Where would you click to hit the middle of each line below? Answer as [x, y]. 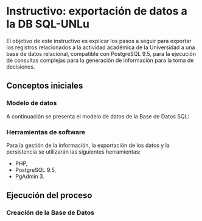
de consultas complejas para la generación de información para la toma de [100, 60]
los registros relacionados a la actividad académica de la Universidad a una [101, 47]
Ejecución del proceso [49, 195]
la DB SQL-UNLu [48, 24]
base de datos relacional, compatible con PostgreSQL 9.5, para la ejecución [101, 53]
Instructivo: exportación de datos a [97, 11]
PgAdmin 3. [30, 176]
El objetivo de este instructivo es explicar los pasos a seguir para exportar [99, 41]
